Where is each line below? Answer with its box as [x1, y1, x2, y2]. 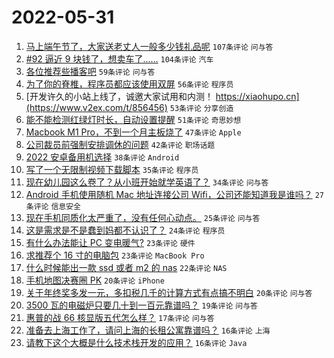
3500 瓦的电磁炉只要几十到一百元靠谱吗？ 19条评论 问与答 [25, 299, 258, 311]
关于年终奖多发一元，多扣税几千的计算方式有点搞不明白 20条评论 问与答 [25, 286, 313, 298]
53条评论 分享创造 [169, 103, 234, 113]
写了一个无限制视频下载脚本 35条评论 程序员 [25, 163, 199, 175]
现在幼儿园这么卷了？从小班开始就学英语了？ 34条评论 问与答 [25, 176, 269, 188]
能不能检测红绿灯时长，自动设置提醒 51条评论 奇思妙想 [25, 113, 242, 125]
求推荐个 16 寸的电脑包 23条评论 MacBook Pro [25, 249, 205, 261]
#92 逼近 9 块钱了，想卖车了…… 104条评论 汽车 [25, 52, 214, 65]
